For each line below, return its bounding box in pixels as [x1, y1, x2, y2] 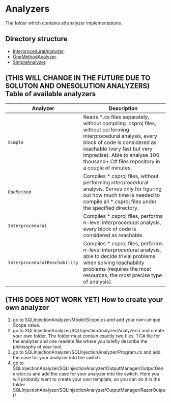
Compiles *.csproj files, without [83, 172, 159, 180]
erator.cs [12, 371, 32, 377]
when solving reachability [83, 259, 145, 266]
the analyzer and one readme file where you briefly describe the [12, 338, 148, 344]
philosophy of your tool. [12, 344, 63, 350]
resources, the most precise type [83, 272, 162, 279]
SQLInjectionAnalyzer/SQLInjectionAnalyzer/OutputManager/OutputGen [12, 365, 164, 371]
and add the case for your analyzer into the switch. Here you [32, 371, 160, 377]
